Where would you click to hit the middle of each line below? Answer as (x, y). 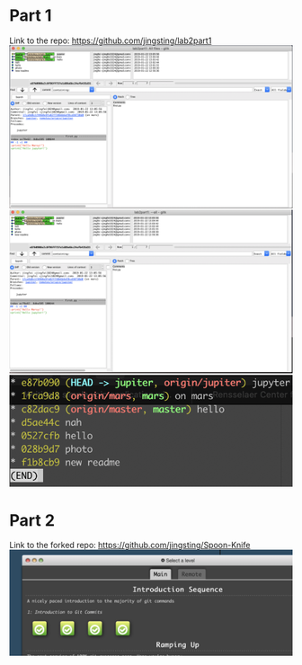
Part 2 (32, 520)
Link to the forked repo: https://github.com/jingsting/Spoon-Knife (130, 545)
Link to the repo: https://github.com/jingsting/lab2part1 (111, 40)
